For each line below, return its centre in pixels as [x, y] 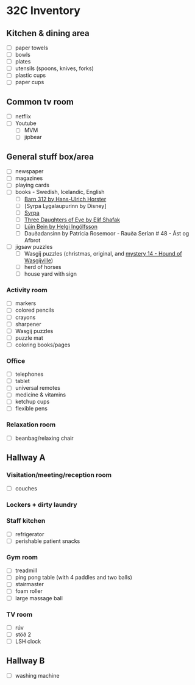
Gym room [22, 557]
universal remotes [38, 388]
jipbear [33, 137]
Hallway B [26, 661]
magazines [29, 178]
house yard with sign [51, 274]
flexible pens [31, 409]
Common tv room [40, 102]
